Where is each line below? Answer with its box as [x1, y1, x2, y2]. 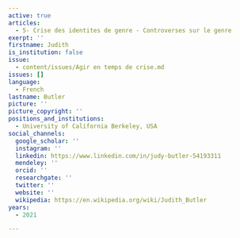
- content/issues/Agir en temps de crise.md [15, 63, 165, 71]
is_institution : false [8, 48, 83, 56]
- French [15, 85, 44, 94]
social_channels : [8, 129, 66, 137]
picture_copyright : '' [8, 108, 83, 116]
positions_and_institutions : [8, 115, 105, 123]
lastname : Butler [8, 93, 66, 101]
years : [8, 203, 30, 211]
